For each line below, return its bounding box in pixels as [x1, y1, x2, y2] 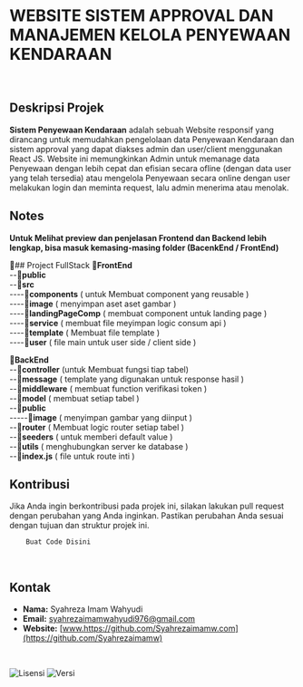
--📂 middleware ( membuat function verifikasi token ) [9, 382, 208, 394]
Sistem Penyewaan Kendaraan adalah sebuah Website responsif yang [9, 124, 275, 135]
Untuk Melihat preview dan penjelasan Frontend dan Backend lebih [9, 232, 268, 243]
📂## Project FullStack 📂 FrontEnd [9, 259, 133, 270]
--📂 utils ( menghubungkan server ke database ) [9, 440, 189, 451]
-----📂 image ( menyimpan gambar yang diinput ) [9, 411, 193, 422]
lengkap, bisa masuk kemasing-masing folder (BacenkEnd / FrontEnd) [9, 242, 279, 253]
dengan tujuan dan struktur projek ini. [9, 520, 150, 531]
